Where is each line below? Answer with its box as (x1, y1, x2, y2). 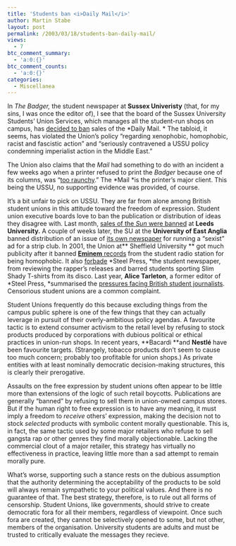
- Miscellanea (13, 83, 55, 90)
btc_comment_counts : (7, 63, 68, 70)
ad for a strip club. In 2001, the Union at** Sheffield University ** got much (7, 242, 224, 251)
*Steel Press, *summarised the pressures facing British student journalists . (7, 280, 225, 288)
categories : (7, 76, 42, 83)
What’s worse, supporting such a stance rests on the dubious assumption (7, 470, 221, 479)
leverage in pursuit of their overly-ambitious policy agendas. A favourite (7, 316, 216, 324)
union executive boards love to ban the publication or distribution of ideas (7, 212, 222, 220)
